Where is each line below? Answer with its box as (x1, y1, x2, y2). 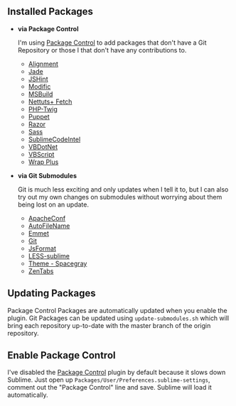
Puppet (28, 112, 50, 121)
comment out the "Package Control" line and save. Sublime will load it (7, 383, 212, 392)
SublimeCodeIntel (28, 135, 81, 143)
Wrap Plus (28, 158, 59, 166)
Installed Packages (7, 6, 94, 18)
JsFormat (28, 244, 57, 253)
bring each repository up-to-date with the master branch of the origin (7, 321, 211, 329)
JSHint (28, 75, 48, 83)
